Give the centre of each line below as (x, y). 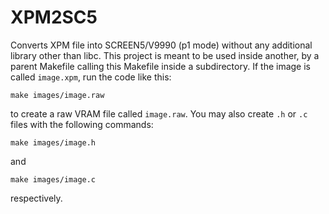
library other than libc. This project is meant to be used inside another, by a (165, 55)
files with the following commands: (82, 124)
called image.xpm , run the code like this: (91, 77)
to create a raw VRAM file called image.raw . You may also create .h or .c (159, 113)
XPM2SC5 (54, 17)
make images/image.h (53, 142)
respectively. (36, 198)
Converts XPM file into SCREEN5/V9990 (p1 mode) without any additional (161, 45)
